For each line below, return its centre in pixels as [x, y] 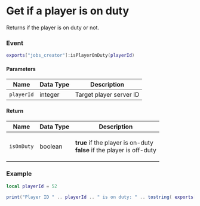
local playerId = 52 [32, 186]
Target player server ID [107, 95]
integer [50, 95]
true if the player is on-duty [114, 143]
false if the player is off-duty [116, 150]
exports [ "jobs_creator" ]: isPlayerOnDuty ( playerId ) [70, 56]
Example [19, 174]
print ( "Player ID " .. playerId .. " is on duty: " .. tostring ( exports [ [101, 197]
